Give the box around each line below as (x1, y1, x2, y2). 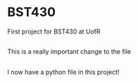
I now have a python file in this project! (7, 68, 120, 76)
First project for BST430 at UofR (7, 27, 101, 36)
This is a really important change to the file (7, 47, 132, 56)
